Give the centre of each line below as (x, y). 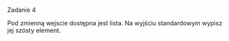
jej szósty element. (34, 30)
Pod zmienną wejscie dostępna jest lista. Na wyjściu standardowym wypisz (115, 23)
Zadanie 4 (22, 10)
